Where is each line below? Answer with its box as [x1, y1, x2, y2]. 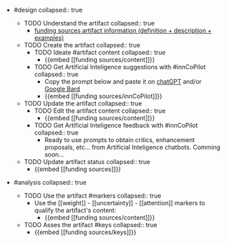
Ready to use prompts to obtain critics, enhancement [44, 136, 195, 143]
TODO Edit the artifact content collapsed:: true [34, 106, 166, 115]
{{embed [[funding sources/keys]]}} [34, 228, 136, 236]
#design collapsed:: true [13, 6, 83, 14]
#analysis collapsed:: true [13, 178, 87, 186]
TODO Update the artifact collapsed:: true [23, 100, 142, 107]
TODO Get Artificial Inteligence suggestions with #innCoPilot [34, 63, 206, 71]
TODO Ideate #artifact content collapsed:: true [34, 48, 166, 56]
